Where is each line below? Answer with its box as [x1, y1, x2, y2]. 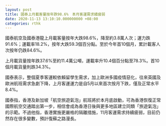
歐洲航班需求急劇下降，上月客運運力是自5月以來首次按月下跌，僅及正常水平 [5, 81, 160, 87]
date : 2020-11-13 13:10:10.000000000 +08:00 [5, 16, 98, 21]
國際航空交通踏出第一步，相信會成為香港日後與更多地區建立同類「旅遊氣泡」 [5, 103, 161, 109]
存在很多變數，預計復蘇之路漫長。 [9, 116, 79, 122]
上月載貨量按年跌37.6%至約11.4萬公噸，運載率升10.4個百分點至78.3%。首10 [5, 58, 160, 64]
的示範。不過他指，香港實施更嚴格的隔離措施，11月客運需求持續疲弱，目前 [5, 109, 156, 116]
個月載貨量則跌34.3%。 [5, 64, 53, 70]
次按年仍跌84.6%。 [5, 47, 45, 53]
